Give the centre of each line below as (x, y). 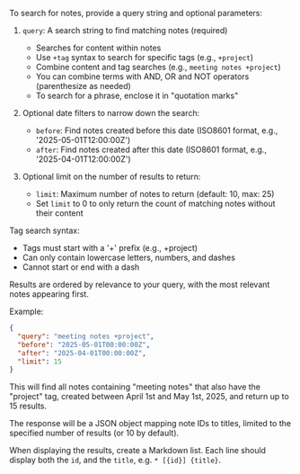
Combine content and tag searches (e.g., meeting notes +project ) (158, 67)
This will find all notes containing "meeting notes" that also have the (135, 387)
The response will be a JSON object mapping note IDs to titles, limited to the (150, 424)
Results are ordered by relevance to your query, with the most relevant (140, 284)
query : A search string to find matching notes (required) (125, 30)
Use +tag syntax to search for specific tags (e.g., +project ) (145, 57)
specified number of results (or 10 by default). (94, 433)
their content (59, 213)
